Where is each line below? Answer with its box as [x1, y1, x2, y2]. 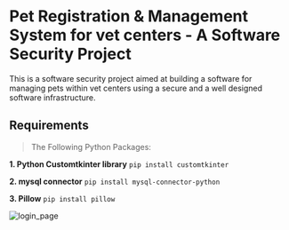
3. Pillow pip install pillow [9, 193, 116, 203]
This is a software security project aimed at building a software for [9, 73, 253, 83]
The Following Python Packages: [30, 141, 151, 152]
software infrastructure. [9, 91, 96, 103]
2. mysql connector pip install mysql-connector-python [9, 176, 221, 186]
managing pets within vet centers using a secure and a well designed [9, 83, 262, 93]
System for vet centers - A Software [9, 25, 281, 45]
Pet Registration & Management [9, 6, 249, 27]
